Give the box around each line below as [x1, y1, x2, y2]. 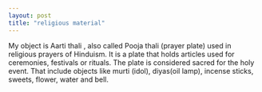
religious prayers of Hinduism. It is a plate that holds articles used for [8, 49, 235, 59]
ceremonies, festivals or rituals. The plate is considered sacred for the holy [8, 57, 255, 67]
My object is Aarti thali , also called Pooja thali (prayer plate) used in [8, 40, 232, 50]
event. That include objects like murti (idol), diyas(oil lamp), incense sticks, [8, 66, 254, 75]
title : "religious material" [8, 19, 105, 27]
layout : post [8, 11, 52, 20]
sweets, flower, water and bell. [8, 75, 109, 84]
